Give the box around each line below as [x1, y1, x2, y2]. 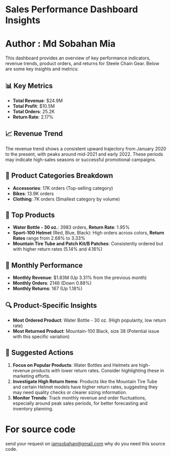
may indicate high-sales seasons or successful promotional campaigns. [5, 156, 156, 163]
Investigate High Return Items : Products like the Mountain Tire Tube [12, 378, 157, 384]
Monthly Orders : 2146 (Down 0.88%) [12, 280, 92, 286]
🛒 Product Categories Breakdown [5, 171, 113, 180]
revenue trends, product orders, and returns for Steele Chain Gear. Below [5, 61, 160, 67]
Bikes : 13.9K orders [12, 190, 54, 196]
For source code [5, 424, 76, 435]
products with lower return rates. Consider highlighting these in [31, 367, 164, 373]
